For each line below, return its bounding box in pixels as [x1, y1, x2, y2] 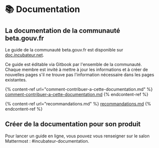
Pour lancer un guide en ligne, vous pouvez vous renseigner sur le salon [5, 133, 150, 139]
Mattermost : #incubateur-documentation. [5, 138, 89, 144]
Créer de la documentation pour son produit [5, 120, 141, 129]
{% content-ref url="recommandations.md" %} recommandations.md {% [5, 101, 152, 107]
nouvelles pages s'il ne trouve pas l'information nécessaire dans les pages [5, 72, 155, 78]
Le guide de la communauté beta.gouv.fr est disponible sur [5, 47, 124, 52]
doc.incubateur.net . [5, 52, 44, 58]
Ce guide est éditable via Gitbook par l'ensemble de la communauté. [5, 62, 142, 67]
